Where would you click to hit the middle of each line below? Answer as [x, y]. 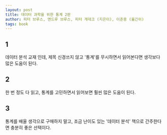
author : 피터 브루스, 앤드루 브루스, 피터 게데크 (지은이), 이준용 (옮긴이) [75, 19]
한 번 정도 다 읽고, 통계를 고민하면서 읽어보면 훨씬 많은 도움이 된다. [71, 92]
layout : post [19, 10]
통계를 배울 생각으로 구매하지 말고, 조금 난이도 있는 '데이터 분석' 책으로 [75, 121]
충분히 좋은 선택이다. [31, 127]
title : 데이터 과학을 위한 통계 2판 [38, 15]
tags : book [17, 24]
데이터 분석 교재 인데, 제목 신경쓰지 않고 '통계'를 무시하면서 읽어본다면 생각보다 [83, 57]
